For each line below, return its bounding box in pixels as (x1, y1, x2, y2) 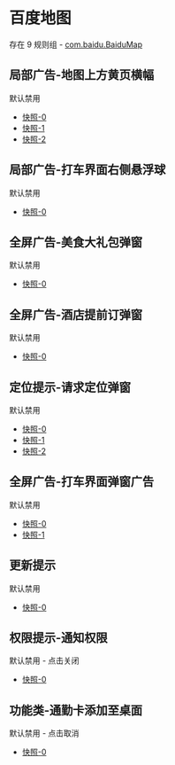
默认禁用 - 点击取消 (9, 728, 80, 738)
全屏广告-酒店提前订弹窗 (9, 307, 143, 322)
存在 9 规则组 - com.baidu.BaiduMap (9, 39, 143, 50)
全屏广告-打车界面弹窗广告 (9, 474, 155, 489)
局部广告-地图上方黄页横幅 (9, 67, 155, 82)
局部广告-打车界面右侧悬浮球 (9, 162, 166, 177)
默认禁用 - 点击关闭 (9, 655, 80, 666)
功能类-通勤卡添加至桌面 (9, 702, 143, 718)
